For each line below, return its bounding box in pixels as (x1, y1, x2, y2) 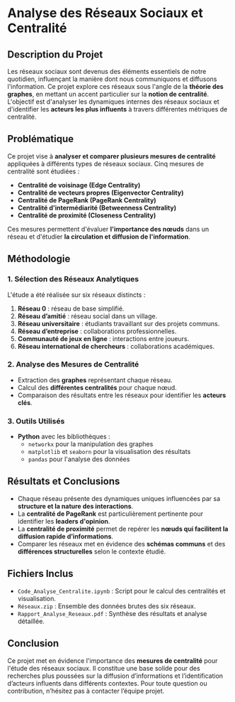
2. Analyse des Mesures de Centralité (7, 360, 139, 369)
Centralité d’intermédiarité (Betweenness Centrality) (17, 203, 177, 212)
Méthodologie (7, 253, 71, 265)
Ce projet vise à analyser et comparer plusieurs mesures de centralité (7, 151, 216, 161)
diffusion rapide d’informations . (17, 531, 114, 541)
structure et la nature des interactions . (17, 502, 134, 510)
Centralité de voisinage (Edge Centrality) (17, 180, 141, 189)
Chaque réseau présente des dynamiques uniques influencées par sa (17, 494, 221, 502)
